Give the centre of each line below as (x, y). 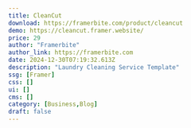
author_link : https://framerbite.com (71, 52)
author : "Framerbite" (44, 45)
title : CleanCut (35, 16)
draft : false (30, 112)
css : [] (21, 82)
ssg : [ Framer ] (32, 75)
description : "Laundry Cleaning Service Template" (94, 68)
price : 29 (25, 38)
